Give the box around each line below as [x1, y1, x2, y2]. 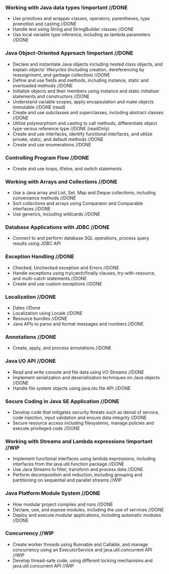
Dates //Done [12, 305, 40, 311]
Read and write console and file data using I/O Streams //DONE [12, 369, 144, 375]
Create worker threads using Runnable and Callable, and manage [12, 541, 148, 547]
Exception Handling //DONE [5, 253, 75, 260]
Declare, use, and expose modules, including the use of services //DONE [12, 506, 164, 512]
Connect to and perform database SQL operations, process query [12, 235, 150, 241]
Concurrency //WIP [5, 530, 54, 537]
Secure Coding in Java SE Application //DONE [5, 398, 120, 405]
